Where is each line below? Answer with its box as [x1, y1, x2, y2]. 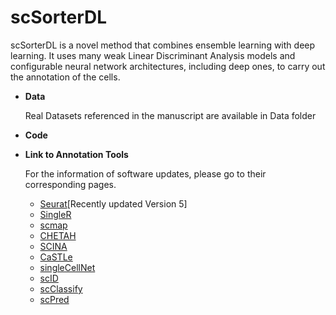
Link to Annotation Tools [24, 148, 129, 160]
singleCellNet [39, 261, 96, 273]
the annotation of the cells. [10, 71, 121, 83]
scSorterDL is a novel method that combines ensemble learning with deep [10, 39, 316, 51]
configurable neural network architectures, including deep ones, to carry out [10, 60, 326, 72]
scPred [39, 293, 70, 305]
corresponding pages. [24, 178, 117, 190]
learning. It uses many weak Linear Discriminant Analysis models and [10, 49, 296, 61]
